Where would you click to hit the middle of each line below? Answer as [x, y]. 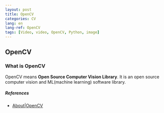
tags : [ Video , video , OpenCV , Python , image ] [52, 32]
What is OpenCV [25, 66]
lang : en [14, 23]
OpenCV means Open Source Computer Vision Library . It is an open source [82, 77]
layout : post [18, 10]
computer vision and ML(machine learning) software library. [66, 82]
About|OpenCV [27, 105]
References [17, 93]
